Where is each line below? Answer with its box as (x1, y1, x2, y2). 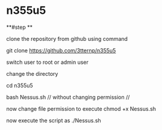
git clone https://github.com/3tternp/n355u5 (6, 46, 116, 54)
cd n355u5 (6, 82, 33, 89)
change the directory (6, 70, 58, 77)
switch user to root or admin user (6, 58, 89, 66)
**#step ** (6, 23, 33, 31)
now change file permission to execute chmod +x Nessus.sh (6, 105, 157, 112)
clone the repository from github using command (6, 35, 128, 42)
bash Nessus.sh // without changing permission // (6, 93, 130, 101)
